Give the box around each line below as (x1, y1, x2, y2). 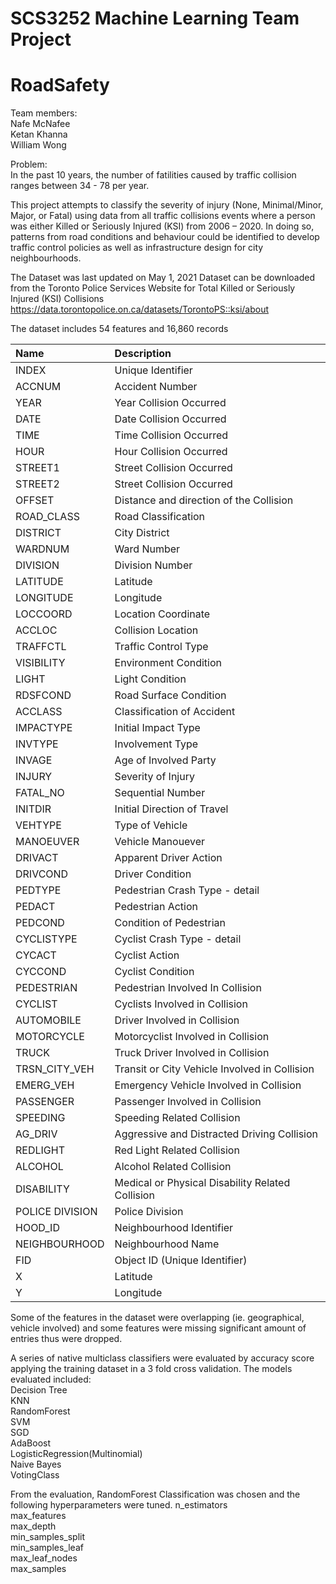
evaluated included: (10, 1373, 92, 1386)
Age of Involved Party (114, 753, 217, 767)
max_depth (10, 1520, 57, 1532)
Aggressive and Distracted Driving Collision (114, 1127, 319, 1141)
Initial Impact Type (114, 721, 201, 735)
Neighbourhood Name (114, 1237, 220, 1251)
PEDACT (15, 900, 56, 914)
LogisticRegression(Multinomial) (10, 1448, 143, 1460)
